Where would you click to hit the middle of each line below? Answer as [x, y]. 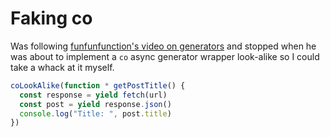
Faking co [51, 18]
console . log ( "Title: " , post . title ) [95, 113]
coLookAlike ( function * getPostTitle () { [98, 85]
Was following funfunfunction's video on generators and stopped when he [163, 46]
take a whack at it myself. [62, 67]
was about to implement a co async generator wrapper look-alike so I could [165, 56]
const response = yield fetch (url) [93, 95]
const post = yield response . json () [95, 104]
